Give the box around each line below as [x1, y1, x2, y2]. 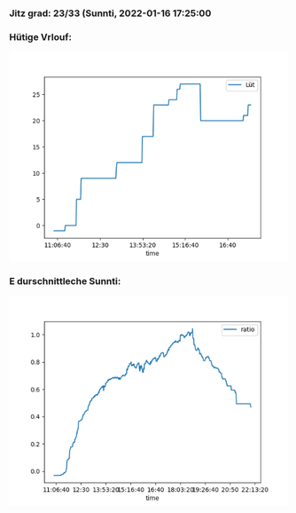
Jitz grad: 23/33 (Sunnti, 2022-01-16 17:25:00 [9, 7, 212, 20]
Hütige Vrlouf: [9, 30, 73, 43]
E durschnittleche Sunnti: [9, 275, 121, 288]
